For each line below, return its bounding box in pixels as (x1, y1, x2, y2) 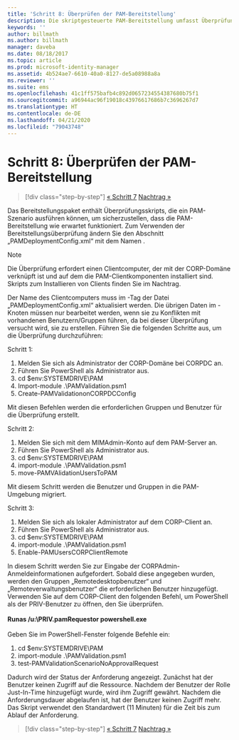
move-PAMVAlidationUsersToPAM (17, 469, 117, 477)
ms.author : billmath (7, 37, 69, 44)
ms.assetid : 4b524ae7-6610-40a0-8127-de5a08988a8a (7, 70, 161, 77)
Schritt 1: (7, 345, 33, 354)
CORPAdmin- (141, 562, 180, 571)
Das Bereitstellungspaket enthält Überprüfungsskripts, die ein (7, 206, 188, 215)
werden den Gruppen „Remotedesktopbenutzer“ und (7, 577, 162, 586)
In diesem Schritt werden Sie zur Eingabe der (7, 562, 140, 571)
